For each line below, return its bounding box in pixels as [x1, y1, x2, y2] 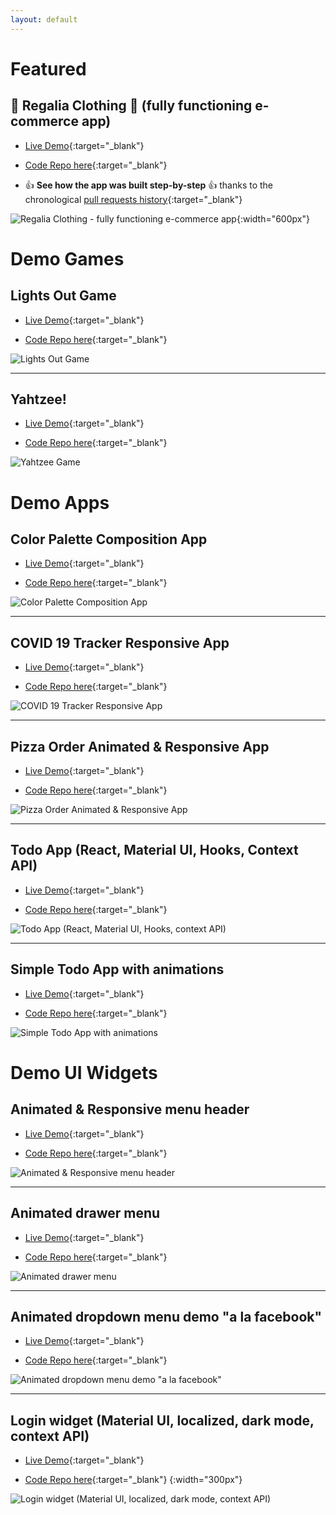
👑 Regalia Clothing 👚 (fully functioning [10, 97, 253, 115]
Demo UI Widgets [10, 1061, 158, 1084]
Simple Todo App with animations [10, 961, 225, 978]
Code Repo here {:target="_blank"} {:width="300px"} [24, 1474, 243, 1486]
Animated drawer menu [10, 1205, 161, 1222]
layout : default [10, 14, 78, 25]
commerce [10, 113, 79, 130]
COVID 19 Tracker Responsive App [10, 634, 230, 651]
